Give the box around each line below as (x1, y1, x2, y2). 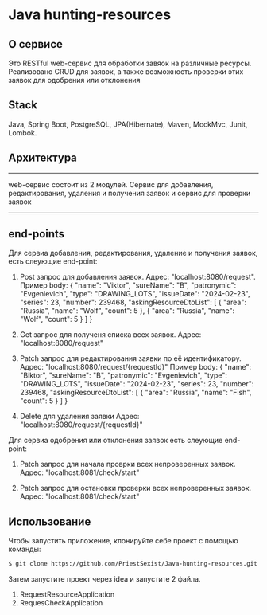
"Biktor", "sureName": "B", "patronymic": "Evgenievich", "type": (19, 370, 228, 380)
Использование (8, 515, 91, 528)
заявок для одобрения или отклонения (8, 76, 141, 84)
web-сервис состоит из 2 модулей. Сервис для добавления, (8, 179, 214, 189)
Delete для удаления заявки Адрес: (19, 412, 140, 421)
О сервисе (8, 37, 64, 51)
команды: (8, 544, 41, 554)
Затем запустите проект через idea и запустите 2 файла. (8, 574, 201, 584)
